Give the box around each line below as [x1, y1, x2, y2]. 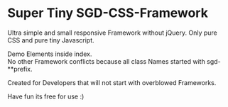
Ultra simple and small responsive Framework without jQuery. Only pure [7, 28, 218, 37]
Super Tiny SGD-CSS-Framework [7, 5, 208, 21]
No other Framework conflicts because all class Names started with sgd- [7, 57, 222, 65]
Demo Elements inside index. [7, 50, 92, 58]
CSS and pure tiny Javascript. [7, 35, 94, 44]
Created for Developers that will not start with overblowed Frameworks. [7, 78, 217, 86]
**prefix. [7, 64, 33, 73]
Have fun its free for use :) [7, 92, 85, 101]
